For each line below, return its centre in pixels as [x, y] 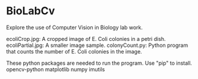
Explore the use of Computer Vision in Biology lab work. [75, 27]
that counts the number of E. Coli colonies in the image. [74, 51]
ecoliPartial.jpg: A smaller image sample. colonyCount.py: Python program [97, 45]
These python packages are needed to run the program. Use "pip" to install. [99, 63]
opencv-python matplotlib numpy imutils [56, 69]
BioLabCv [31, 11]
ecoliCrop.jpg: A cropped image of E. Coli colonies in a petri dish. [86, 39]
